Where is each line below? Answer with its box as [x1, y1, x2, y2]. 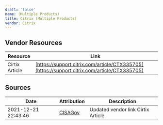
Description [109, 98, 137, 105]
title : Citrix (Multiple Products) [5, 16, 77, 21]
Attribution [59, 98, 85, 105]
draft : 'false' [5, 7, 36, 12]
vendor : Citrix [5, 20, 36, 26]
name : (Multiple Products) [5, 12, 60, 16]
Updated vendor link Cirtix [89, 106, 149, 113]
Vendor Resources [5, 38, 63, 47]
